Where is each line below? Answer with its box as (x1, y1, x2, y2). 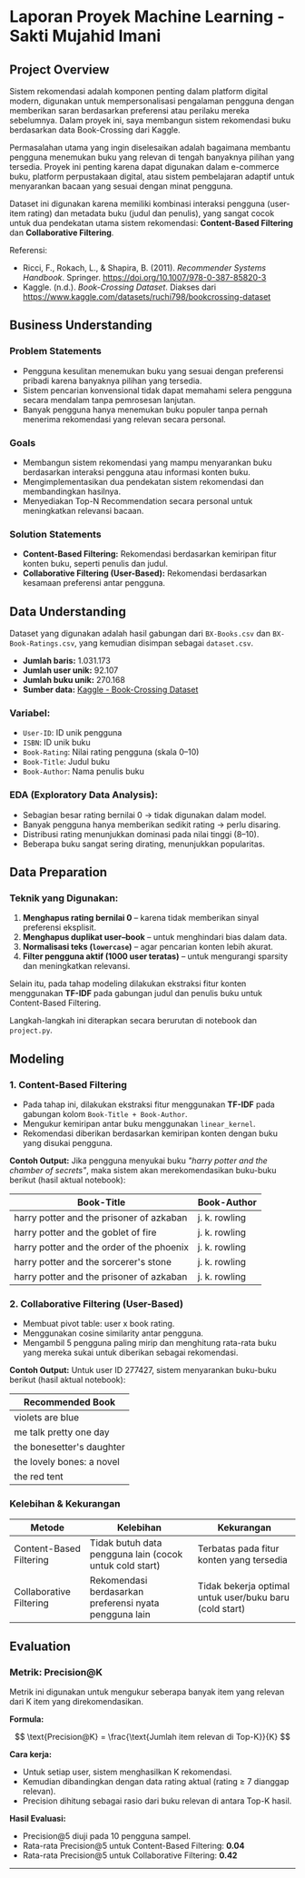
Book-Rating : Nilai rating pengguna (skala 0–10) (22, 746, 200, 757)
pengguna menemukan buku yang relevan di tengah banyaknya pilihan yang (9, 152, 295, 163)
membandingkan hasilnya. (22, 486, 121, 497)
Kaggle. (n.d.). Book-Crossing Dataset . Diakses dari (22, 282, 216, 292)
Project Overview (9, 62, 110, 77)
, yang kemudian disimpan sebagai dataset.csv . (74, 638, 254, 648)
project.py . (9, 1024, 53, 1036)
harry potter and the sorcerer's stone (14, 1256, 172, 1269)
